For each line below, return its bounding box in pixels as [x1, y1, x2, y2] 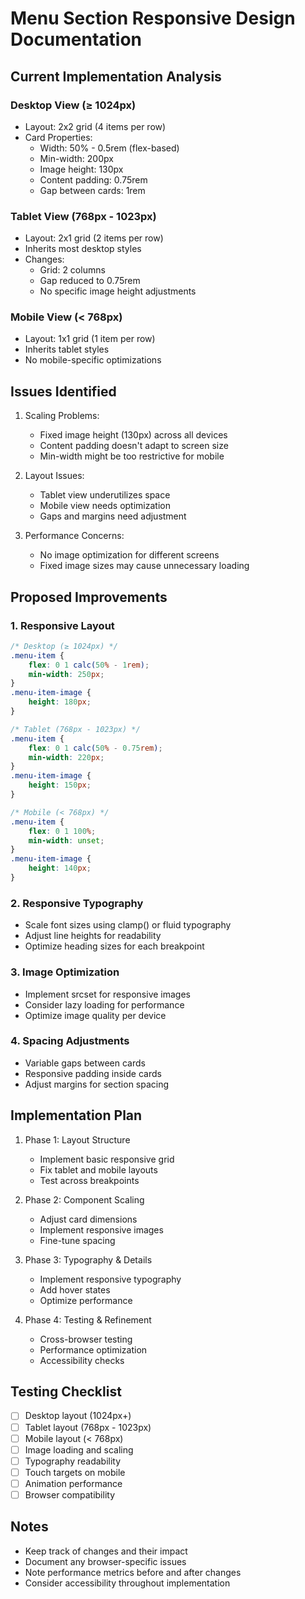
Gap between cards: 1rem [39, 184, 146, 196]
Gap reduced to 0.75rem [39, 275, 141, 287]
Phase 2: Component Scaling [24, 1193, 145, 1206]
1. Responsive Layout [10, 618, 115, 632]
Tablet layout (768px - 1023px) [24, 1421, 152, 1433]
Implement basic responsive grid [39, 1153, 175, 1165]
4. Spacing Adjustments [10, 1034, 130, 1048]
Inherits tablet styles [24, 343, 110, 356]
